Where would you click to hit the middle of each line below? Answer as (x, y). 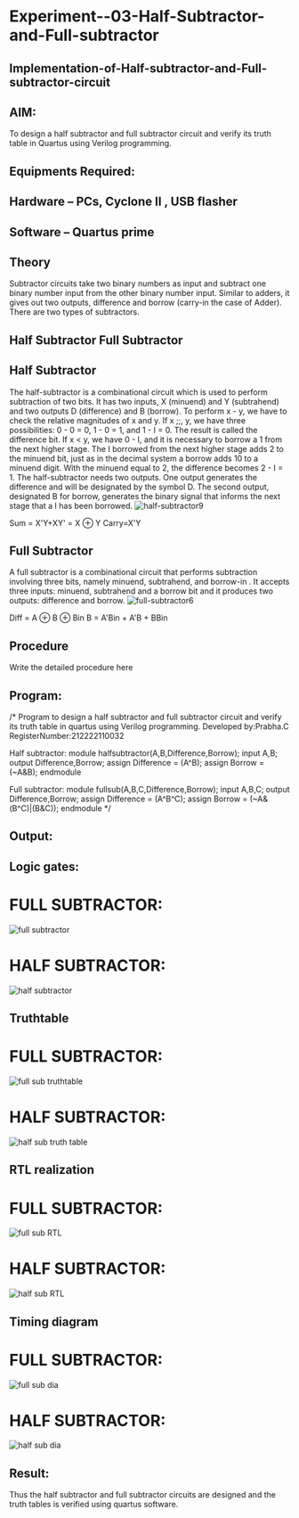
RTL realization (52, 1170)
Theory (30, 262)
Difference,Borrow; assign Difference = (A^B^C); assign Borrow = (129, 799)
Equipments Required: (72, 171)
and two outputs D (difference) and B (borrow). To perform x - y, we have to (148, 411)
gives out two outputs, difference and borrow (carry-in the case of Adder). (145, 303)
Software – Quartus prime (82, 232)
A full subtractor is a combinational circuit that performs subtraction (133, 572)
